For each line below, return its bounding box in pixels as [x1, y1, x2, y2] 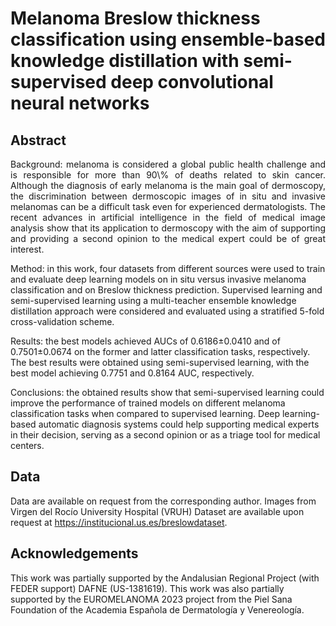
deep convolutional [110, 71, 274, 94]
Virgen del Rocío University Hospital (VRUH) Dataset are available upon [10, 505, 305, 517]
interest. [10, 243, 45, 255]
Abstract [10, 132, 67, 149]
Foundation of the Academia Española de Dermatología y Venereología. [10, 603, 305, 616]
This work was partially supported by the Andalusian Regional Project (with [10, 572, 320, 584]
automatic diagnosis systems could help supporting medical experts [38, 418, 320, 430]
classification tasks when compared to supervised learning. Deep [10, 408, 281, 419]
